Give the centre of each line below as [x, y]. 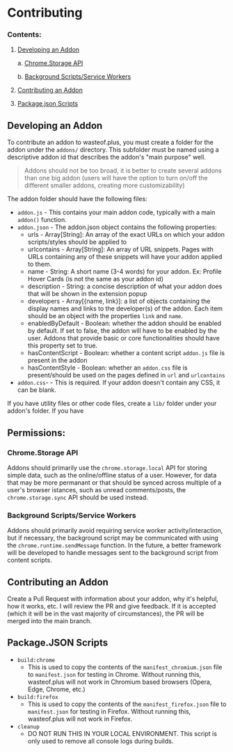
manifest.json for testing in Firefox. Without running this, [109, 711]
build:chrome [36, 660]
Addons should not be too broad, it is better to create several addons [123, 171]
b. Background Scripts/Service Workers [74, 77]
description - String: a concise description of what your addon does [125, 286]
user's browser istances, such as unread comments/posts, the [97, 489]
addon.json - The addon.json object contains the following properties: [117, 227]
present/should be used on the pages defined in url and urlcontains [126, 375]
